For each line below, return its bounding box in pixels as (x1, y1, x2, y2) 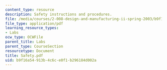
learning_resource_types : (5, 26, 59, 31)
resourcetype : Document (5, 48, 55, 53)
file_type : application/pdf (5, 21, 64, 26)
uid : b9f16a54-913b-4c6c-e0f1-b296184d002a (5, 58, 97, 63)
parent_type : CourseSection (5, 44, 64, 49)
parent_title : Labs (5, 39, 46, 44)
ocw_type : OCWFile (5, 35, 43, 40)
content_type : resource (5, 7, 55, 12)
